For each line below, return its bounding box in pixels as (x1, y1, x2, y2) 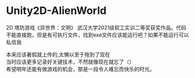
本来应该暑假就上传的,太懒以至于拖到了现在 (6, 51, 111, 58)
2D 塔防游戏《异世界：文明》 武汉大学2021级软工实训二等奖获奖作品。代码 (6, 24, 187, 31)
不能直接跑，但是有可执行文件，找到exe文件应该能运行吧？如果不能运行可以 (6, 31, 189, 38)
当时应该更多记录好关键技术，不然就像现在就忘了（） (6, 58, 135, 65)
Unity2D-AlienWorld (6, 4, 107, 17)
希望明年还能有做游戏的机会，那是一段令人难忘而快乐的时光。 (6, 65, 155, 72)
